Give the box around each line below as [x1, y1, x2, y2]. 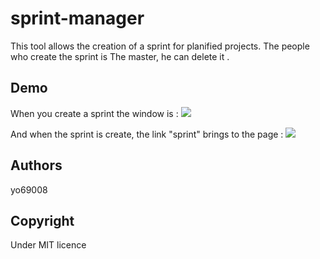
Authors [10, 157, 63, 174]
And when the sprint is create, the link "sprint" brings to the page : [10, 128, 284, 140]
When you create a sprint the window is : [10, 107, 179, 119]
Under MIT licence [10, 239, 87, 251]
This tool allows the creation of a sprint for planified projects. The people [10, 40, 310, 52]
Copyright [10, 212, 75, 229]
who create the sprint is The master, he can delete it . [10, 50, 230, 62]
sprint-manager [10, 7, 145, 30]
